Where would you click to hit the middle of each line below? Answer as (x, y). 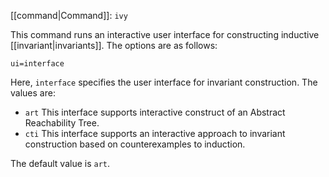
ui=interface (37, 64)
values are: (33, 93)
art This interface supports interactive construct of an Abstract (155, 112)
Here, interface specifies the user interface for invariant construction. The (164, 82)
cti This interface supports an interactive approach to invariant (155, 133)
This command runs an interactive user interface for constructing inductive (165, 34)
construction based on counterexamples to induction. (135, 144)
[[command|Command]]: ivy (69, 15)
